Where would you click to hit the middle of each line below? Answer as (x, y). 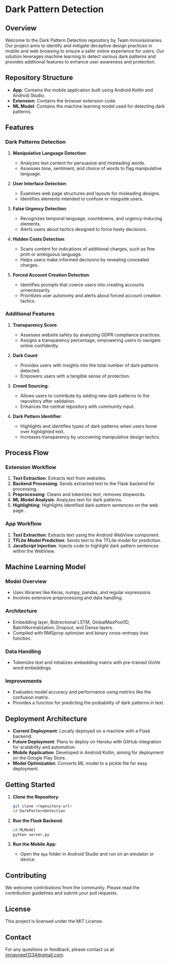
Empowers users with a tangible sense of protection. (75, 376)
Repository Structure (39, 78)
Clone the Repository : (36, 797)
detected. (30, 370)
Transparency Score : (35, 325)
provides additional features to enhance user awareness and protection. (80, 62)
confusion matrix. (31, 697)
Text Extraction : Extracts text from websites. (59, 478)
